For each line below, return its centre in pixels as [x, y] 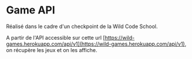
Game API [31, 10]
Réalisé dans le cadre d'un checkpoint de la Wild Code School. [82, 26]
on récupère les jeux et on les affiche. [52, 50]
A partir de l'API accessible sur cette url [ [55, 37]
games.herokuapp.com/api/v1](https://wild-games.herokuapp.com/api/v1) [95, 44]
